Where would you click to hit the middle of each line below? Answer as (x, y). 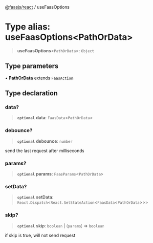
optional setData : (35, 197)
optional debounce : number (45, 141)
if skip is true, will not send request (40, 235)
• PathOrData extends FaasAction (39, 78)
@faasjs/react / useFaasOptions (37, 7)
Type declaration (31, 93)
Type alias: (28, 27)
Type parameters (32, 66)
